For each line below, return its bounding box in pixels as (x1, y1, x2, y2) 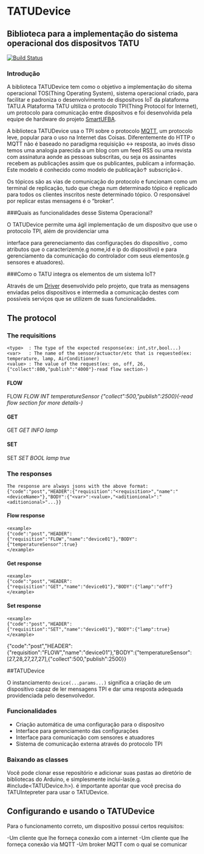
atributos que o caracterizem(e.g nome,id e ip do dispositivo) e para (7, 245, 177, 253)
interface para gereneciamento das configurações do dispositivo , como (7, 239, 188, 247)
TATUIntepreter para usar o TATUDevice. (7, 789, 109, 796)
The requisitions (7, 331, 56, 339)
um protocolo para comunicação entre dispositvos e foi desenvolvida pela (7, 109, 192, 116)
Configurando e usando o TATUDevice (7, 806, 155, 817)
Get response (7, 559, 42, 567)
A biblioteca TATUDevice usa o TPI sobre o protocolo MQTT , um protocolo (7, 127, 193, 135)
